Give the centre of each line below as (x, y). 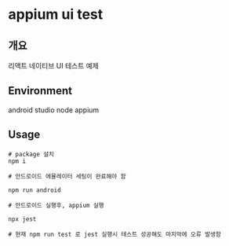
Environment (40, 91)
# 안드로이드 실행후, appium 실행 (56, 205)
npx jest (22, 219)
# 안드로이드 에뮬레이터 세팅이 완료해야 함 (67, 176)
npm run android (35, 190)
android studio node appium (54, 110)
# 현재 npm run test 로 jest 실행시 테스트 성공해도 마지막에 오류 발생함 (114, 234)
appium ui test (56, 15)
